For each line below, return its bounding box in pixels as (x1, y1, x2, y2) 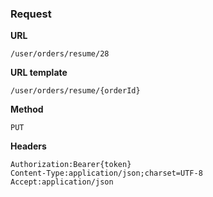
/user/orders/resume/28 (10, 49, 110, 59)
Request (10, 7, 52, 21)
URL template (10, 67, 68, 79)
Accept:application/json (10, 177, 114, 187)
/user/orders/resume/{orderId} (10, 86, 141, 96)
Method (10, 103, 44, 116)
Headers (10, 140, 47, 152)
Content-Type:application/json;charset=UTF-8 (10, 168, 203, 179)
